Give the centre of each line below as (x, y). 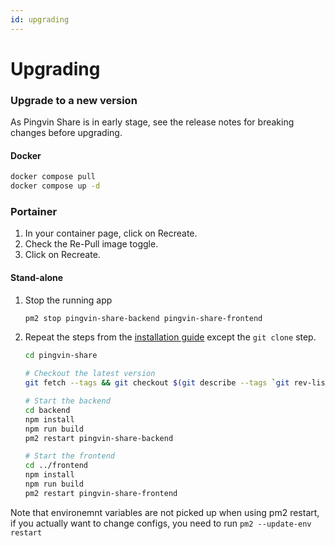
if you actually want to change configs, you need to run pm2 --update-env (161, 523)
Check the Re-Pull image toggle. (91, 244)
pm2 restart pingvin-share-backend (99, 438)
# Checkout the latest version (90, 374)
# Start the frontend (69, 456)
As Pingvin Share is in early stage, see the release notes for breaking (152, 122)
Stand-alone (37, 277)
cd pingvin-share (61, 356)
